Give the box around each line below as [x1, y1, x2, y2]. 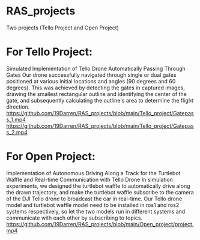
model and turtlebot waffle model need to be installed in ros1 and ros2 [6, 201, 180, 208]
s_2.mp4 [6, 128, 28, 136]
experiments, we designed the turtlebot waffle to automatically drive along [6, 182, 190, 190]
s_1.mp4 [6, 116, 26, 123]
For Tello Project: [6, 45, 93, 59]
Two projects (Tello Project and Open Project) [6, 24, 119, 31]
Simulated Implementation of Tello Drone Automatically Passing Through [6, 65, 186, 72]
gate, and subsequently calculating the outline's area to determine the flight [6, 97, 194, 104]
